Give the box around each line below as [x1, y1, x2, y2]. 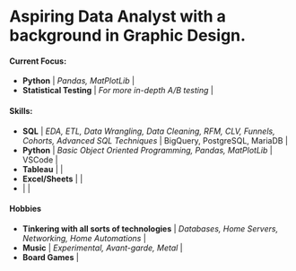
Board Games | [22, 251, 79, 262]
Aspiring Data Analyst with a [9, 6, 227, 27]
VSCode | [22, 154, 58, 165]
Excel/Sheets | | [22, 173, 83, 184]
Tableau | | [22, 163, 64, 174]
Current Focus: [9, 56, 67, 66]
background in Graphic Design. [9, 25, 247, 46]
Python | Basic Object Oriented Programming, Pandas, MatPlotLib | [22, 144, 274, 155]
